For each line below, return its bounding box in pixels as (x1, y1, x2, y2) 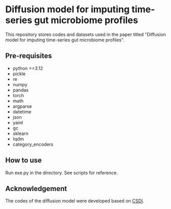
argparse (12, 103, 32, 109)
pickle (12, 71, 26, 77)
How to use (5, 156, 42, 165)
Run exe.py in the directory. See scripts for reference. (5, 170, 118, 176)
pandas (12, 87, 29, 93)
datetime (12, 108, 32, 114)
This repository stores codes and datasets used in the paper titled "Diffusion (5, 31, 166, 37)
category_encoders (12, 141, 54, 147)
